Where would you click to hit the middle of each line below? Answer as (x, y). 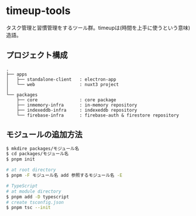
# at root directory (31, 170)
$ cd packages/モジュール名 (37, 154)
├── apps (17, 74)
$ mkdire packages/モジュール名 (43, 148)
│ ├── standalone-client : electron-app (61, 79)
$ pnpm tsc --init (28, 208)
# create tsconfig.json (35, 202)
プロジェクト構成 (37, 55)
